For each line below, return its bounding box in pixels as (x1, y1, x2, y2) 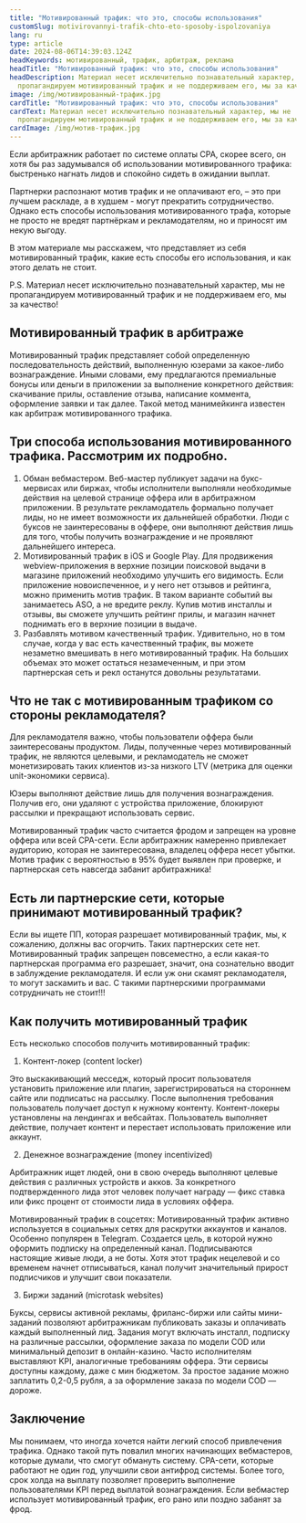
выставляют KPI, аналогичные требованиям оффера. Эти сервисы (9, 1356, 269, 1367)
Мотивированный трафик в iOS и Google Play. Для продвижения (22, 550, 273, 562)
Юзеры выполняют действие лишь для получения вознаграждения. (9, 788, 275, 799)
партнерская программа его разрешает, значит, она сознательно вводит (9, 958, 295, 969)
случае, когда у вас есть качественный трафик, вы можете (22, 637, 254, 648)
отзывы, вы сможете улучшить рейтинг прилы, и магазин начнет (22, 608, 276, 619)
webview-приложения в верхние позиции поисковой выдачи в (22, 560, 267, 571)
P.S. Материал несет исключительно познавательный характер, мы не (9, 279, 285, 290)
